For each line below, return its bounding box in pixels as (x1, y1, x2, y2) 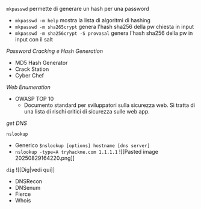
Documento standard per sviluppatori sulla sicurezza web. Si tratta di (23, 101, 196, 109)
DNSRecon (14, 178, 43, 185)
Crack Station (14, 65, 49, 73)
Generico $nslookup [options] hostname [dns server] (14, 142, 150, 149)
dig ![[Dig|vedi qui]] (6, 166, 55, 173)
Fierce (14, 190, 31, 198)
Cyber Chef (14, 72, 44, 79)
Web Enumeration (6, 83, 51, 91)
